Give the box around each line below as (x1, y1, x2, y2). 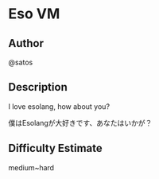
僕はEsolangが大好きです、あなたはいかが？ (8, 118, 153, 127)
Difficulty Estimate (8, 142, 103, 155)
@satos (8, 57, 33, 67)
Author (8, 37, 44, 50)
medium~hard (8, 162, 54, 172)
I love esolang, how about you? (8, 101, 110, 111)
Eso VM (8, 5, 60, 23)
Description (8, 80, 68, 94)
